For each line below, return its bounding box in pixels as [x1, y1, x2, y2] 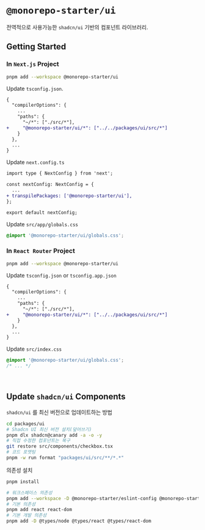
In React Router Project [6, 246, 75, 255]
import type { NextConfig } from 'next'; [6, 170, 113, 177]
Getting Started [6, 41, 67, 52]
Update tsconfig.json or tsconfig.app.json [6, 271, 117, 279]
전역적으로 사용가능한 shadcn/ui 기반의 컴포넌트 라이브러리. [6, 23, 148, 30]
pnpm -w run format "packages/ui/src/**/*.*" [6, 455, 124, 461]
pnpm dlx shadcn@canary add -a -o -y [6, 432, 103, 438]
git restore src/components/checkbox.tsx [6, 443, 113, 449]
